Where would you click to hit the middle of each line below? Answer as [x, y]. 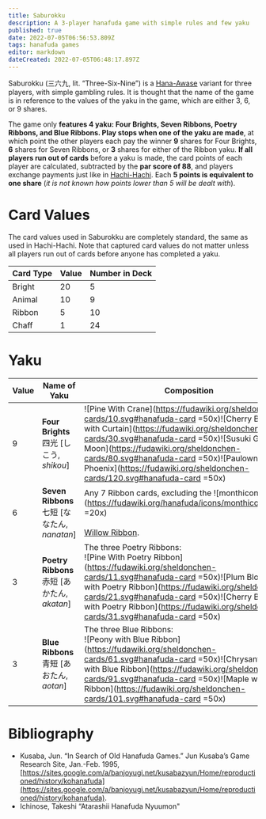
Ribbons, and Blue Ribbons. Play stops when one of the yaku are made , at [131, 132]
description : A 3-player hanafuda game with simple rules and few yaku [129, 23]
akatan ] [57, 604]
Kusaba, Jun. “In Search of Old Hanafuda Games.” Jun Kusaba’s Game [135, 756]
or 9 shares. [28, 108]
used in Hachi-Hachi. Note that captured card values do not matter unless [129, 245]
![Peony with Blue [117, 639]
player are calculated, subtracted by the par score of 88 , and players [121, 166]
